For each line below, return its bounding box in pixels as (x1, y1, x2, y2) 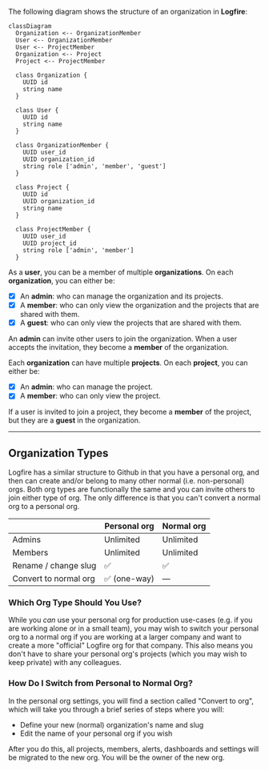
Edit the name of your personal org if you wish (19, 728, 173, 738)
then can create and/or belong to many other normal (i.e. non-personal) (8, 476, 245, 486)
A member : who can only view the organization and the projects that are (19, 300, 259, 311)
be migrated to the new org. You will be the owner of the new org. (8, 752, 226, 762)
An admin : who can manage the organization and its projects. (19, 291, 223, 301)
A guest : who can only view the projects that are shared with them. (19, 318, 242, 327)
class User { (15, 106, 59, 114)
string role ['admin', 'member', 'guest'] (22, 162, 167, 170)
